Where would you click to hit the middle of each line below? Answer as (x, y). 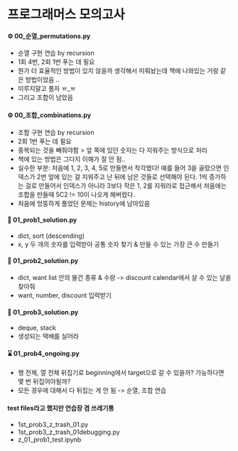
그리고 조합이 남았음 (45, 97)
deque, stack (37, 328)
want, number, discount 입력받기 (65, 295)
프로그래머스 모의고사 (66, 15)
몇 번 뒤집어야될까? (44, 381)
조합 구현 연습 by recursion (56, 132)
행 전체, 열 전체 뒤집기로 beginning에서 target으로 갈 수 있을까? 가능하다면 (121, 373)
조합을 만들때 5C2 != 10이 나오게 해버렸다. (76, 194)
